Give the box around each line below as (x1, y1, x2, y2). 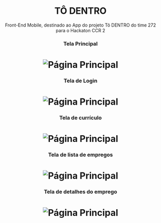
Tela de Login (63, 77, 98, 84)
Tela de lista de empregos (48, 151, 113, 158)
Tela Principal (63, 40, 98, 47)
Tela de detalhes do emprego (44, 188, 117, 195)
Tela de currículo (59, 114, 102, 121)
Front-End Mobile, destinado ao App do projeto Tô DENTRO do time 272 (5, 22, 156, 28)
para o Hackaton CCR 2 (56, 27, 105, 33)
